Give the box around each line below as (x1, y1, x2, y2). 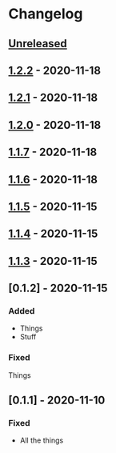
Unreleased (8, 37, 68, 50)
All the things (19, 435, 64, 445)
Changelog (8, 5, 83, 23)
